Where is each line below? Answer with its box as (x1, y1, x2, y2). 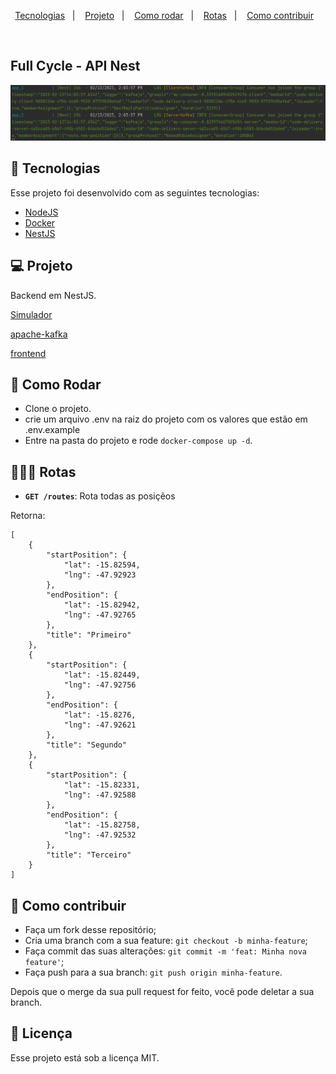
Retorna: (10, 510, 46, 522)
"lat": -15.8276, (63, 710, 137, 720)
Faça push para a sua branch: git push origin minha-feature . (24, 966, 283, 979)
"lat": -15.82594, (63, 560, 141, 570)
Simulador (10, 308, 53, 320)
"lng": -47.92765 (63, 610, 137, 620)
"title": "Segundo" (46, 740, 128, 750)
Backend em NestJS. (10, 289, 97, 301)
